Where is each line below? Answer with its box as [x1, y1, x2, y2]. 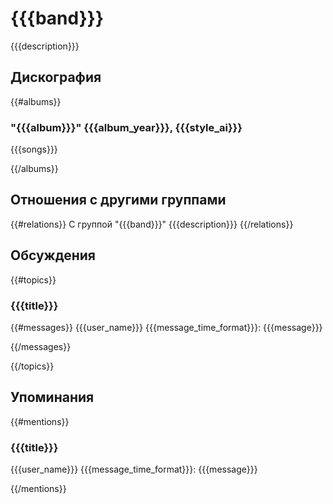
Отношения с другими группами [10, 192, 227, 209]
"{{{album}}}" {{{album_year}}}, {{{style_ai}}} [10, 120, 243, 134]
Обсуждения [10, 247, 96, 264]
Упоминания [10, 389, 95, 406]
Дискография [10, 69, 102, 86]
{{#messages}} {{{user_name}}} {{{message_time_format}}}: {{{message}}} [10, 321, 323, 333]
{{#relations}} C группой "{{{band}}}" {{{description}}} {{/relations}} [10, 218, 294, 230]
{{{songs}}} [10, 143, 58, 156]
